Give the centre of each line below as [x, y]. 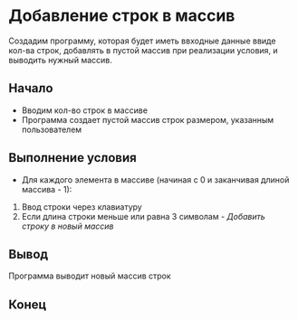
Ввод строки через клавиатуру [82, 207]
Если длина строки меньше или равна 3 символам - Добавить [144, 216]
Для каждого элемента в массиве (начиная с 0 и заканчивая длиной [155, 179]
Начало [31, 88]
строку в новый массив [67, 226]
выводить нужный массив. [60, 60]
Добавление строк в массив [122, 16]
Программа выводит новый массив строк [90, 276]
